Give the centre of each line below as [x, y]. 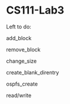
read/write [19, 95]
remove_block [23, 49]
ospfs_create [22, 84]
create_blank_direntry [33, 72]
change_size [22, 61]
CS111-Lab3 [35, 10]
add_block [19, 38]
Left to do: [19, 27]
